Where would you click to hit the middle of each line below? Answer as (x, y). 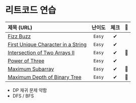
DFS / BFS (23, 95)
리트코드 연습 (31, 10)
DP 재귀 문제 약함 (29, 90)
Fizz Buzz (19, 36)
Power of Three (26, 61)
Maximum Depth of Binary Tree (45, 77)
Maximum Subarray (31, 69)
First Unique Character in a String (47, 44)
